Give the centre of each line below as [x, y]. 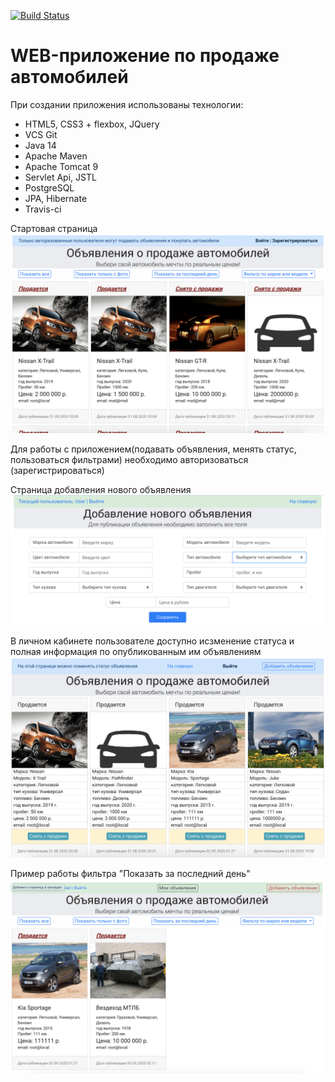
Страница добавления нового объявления [101, 489]
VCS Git [41, 134]
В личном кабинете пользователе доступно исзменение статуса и [152, 641]
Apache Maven [56, 156]
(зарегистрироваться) [57, 470]
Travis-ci [43, 209]
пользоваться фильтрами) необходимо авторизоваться [129, 459]
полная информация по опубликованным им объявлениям [136, 651]
